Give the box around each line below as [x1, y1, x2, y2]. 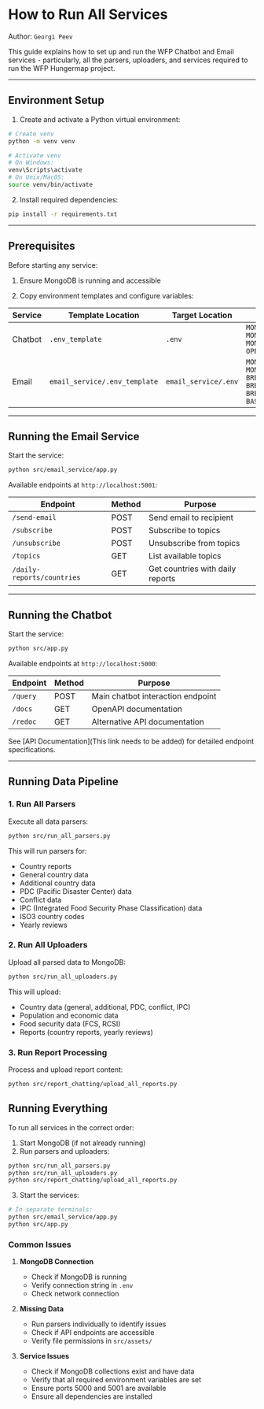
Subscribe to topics [148, 525, 221, 536]
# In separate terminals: [8, 1206, 93, 1214]
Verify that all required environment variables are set [31, 1375, 202, 1385]
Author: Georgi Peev [8, 32, 73, 41]
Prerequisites [8, 239, 75, 253]
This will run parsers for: [8, 846, 87, 855]
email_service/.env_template [49, 376, 159, 386]
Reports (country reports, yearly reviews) [19, 1027, 153, 1036]
